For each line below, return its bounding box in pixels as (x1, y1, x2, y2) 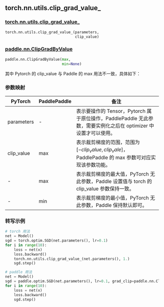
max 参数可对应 (115, 154, 151, 161)
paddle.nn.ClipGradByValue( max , (5, 57, 71, 62)
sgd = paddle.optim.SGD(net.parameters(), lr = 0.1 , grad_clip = (5, 279, 134, 284)
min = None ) (61, 61, 82, 66)
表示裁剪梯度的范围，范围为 (76, 139, 140, 146)
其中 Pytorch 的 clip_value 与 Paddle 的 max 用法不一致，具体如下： (5, 71, 141, 77)
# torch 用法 (5, 229, 30, 234)
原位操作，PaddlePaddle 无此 (81, 115, 149, 122)
